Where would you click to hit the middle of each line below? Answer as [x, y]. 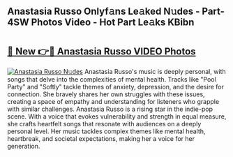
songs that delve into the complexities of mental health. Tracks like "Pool [112, 79]
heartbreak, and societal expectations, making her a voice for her [101, 139]
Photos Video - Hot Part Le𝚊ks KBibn [113, 23]
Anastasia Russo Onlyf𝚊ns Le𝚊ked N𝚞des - [104, 12]
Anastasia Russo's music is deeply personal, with [155, 72]
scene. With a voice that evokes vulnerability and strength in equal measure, [117, 117]
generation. [24, 146]
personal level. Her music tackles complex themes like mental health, [106, 131]
